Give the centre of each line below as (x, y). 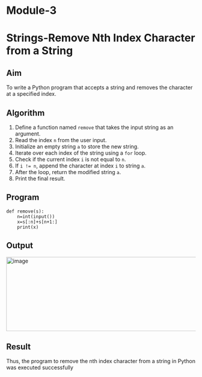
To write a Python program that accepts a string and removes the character (99, 87)
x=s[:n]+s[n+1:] (38, 222)
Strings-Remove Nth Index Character (101, 38)
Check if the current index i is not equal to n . (70, 159)
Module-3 (32, 11)
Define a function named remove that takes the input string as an (94, 127)
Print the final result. (40, 179)
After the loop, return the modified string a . (68, 172)
